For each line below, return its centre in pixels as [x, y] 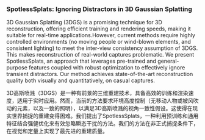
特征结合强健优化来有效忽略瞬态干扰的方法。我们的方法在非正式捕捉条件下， [103, 124]
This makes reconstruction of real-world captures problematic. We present [100, 55]
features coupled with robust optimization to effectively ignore [107, 68]
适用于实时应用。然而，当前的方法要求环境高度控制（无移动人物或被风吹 [108, 101]
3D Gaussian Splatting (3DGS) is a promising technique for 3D [85, 23]
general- [168, 61]
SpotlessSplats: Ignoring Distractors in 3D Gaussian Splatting [99, 9]
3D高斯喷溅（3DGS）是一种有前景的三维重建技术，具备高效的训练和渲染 [97, 93]
